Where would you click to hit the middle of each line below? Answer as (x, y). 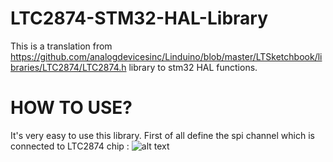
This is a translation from (61, 46)
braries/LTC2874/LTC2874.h (68, 67)
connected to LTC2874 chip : (70, 146)
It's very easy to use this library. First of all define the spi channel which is (162, 135)
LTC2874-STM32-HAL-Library (139, 18)
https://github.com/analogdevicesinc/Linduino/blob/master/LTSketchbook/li (166, 56)
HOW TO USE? (71, 108)
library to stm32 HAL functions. (193, 67)
